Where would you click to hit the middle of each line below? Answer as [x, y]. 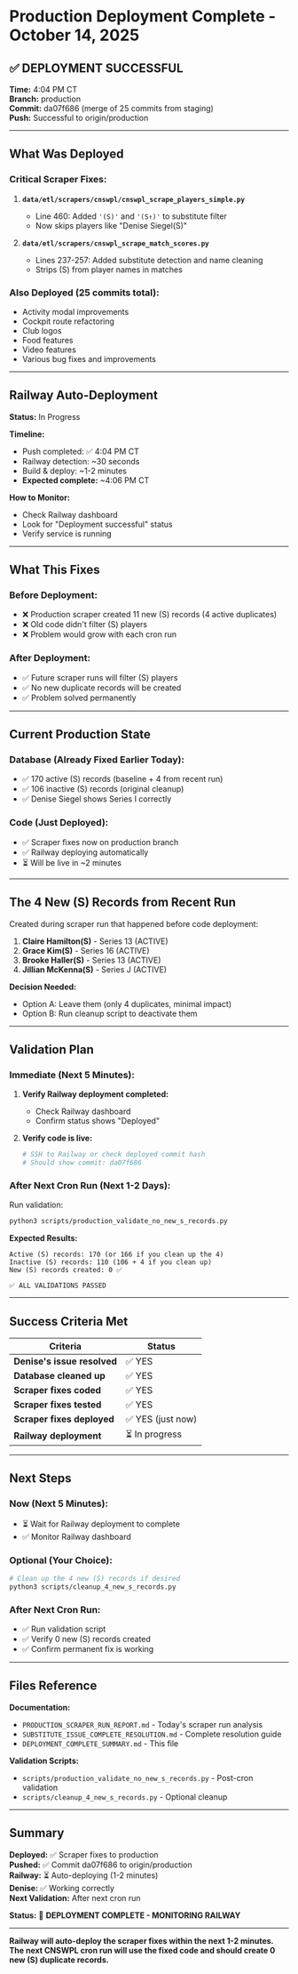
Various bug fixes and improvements [89, 359]
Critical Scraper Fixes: [58, 180]
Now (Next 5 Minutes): [59, 1503]
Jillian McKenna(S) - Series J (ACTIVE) [94, 969]
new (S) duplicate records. [59, 1960]
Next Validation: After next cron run [75, 1897]
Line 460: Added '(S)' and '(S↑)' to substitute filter [131, 216]
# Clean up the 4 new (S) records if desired [94, 1578]
